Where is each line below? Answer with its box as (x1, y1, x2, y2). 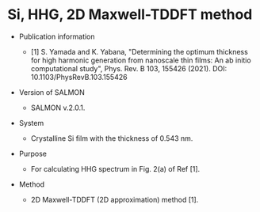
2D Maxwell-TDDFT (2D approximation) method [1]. (30, 195, 199, 204)
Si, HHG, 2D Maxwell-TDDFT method (7, 6, 253, 24)
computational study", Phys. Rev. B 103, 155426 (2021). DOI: (30, 63, 227, 73)
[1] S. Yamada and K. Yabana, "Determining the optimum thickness (30, 47, 249, 56)
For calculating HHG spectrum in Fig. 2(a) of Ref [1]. (30, 164, 201, 173)
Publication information (18, 32, 96, 41)
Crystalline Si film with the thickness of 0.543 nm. (30, 133, 193, 143)
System (18, 118, 44, 127)
